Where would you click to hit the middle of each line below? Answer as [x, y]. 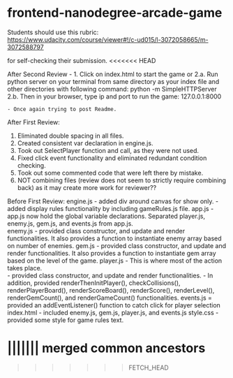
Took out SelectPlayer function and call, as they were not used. [108, 150]
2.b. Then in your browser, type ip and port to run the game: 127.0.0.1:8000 [114, 96]
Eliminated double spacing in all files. [70, 136]
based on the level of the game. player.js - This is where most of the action [115, 261]
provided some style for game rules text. [66, 320]
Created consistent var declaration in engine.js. [85, 143]
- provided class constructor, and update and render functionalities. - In [110, 275]
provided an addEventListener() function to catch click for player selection [114, 305]
